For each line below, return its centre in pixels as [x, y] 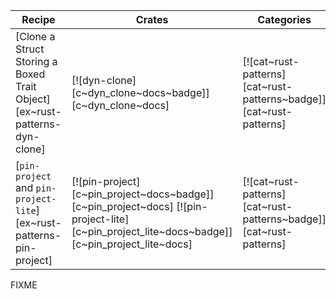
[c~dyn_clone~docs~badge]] [140, 92]
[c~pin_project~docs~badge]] [143, 194]
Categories [284, 19]
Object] [33, 99]
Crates [152, 19]
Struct [30, 49]
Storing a [36, 61]
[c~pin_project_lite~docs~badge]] [152, 231]
